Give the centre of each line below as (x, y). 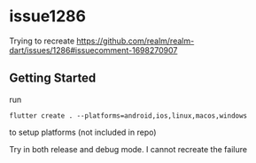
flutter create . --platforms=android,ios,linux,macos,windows (128, 116)
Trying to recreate (42, 41)
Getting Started (53, 78)
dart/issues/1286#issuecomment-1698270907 (93, 50)
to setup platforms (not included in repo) (83, 132)
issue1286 (48, 16)
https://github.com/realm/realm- (136, 41)
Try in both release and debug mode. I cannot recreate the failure (128, 149)
